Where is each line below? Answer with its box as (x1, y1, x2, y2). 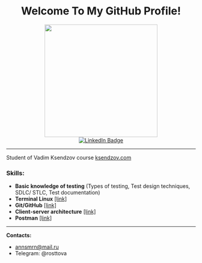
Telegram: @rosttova (14, 250, 67, 257)
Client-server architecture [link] (14, 208, 96, 216)
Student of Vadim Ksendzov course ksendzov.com (6, 154, 132, 161)
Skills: (6, 169, 25, 177)
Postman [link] (14, 214, 52, 222)
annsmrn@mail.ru (14, 243, 59, 250)
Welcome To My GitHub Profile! (20, 4, 182, 18)
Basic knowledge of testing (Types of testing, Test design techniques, (14, 183, 191, 190)
